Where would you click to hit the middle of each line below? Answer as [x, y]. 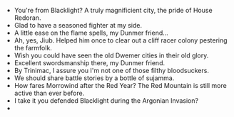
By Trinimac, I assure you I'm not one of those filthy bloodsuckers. [111, 71]
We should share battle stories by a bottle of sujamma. [94, 78]
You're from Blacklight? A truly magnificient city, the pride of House [113, 10]
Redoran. [27, 18]
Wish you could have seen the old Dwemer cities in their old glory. [111, 55]
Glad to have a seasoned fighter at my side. [78, 25]
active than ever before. [49, 93]
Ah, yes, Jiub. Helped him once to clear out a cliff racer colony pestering [121, 40]
